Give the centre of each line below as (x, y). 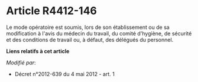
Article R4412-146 (52, 11)
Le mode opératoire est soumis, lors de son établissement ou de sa (88, 27)
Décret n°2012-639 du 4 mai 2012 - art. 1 (65, 74)
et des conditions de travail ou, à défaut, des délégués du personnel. (90, 40)
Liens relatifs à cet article (38, 51)
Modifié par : (21, 63)
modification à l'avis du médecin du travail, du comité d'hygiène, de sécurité (99, 33)
